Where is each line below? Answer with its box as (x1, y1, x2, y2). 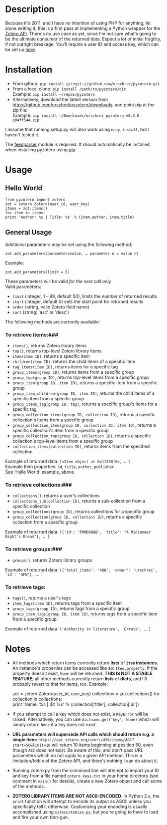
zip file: (12, 107, 28, 113)
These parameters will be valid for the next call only (5, 278, 111, 284)
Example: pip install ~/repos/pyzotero (12, 91, 95, 97)
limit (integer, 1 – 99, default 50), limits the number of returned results (12, 293, 157, 299)
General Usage (5, 228, 52, 237)
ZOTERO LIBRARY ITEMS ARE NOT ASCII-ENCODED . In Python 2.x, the (12, 793, 160, 799)
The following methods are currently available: (5, 318, 100, 325)
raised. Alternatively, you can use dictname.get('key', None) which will (12, 716, 159, 722)
